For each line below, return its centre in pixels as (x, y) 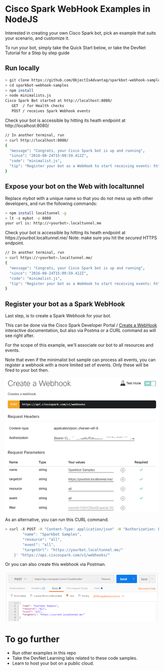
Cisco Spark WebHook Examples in (78, 9)
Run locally (22, 68)
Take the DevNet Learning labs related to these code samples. (75, 658)
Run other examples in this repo (44, 653)
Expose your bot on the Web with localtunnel (75, 187)
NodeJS (21, 19)
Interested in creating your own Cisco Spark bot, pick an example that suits (81, 33)
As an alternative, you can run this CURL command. (57, 520)
